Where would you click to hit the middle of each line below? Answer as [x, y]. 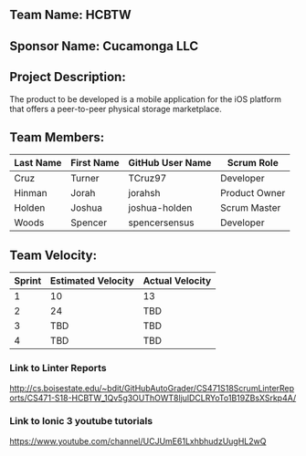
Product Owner [253, 193]
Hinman [31, 193]
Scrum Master [251, 208]
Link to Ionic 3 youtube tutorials [81, 421]
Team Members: [57, 137]
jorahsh [144, 193]
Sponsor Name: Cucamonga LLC [104, 46]
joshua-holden [160, 208]
